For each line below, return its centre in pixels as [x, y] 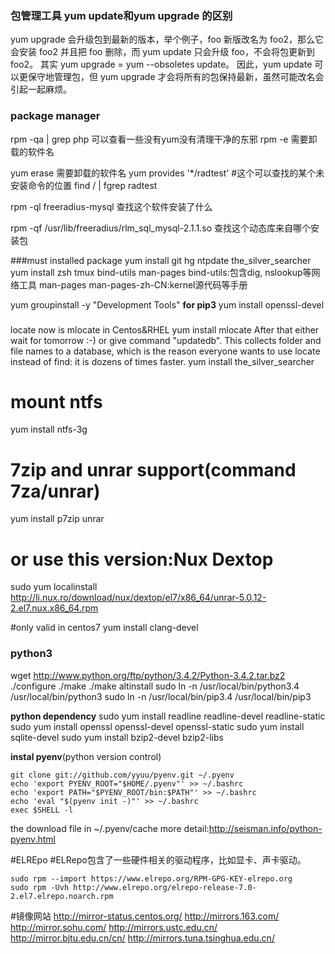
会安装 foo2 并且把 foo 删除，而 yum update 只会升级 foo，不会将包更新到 [163, 52]
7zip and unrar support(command [153, 469]
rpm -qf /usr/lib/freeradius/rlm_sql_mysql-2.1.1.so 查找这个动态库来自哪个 [161, 228]
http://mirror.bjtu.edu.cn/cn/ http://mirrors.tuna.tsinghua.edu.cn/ [142, 938]
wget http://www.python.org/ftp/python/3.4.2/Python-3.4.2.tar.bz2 [148, 675]
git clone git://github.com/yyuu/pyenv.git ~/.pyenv [122, 775]
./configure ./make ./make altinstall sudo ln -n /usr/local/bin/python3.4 [155, 686]
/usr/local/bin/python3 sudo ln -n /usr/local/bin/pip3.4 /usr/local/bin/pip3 [161, 696]
